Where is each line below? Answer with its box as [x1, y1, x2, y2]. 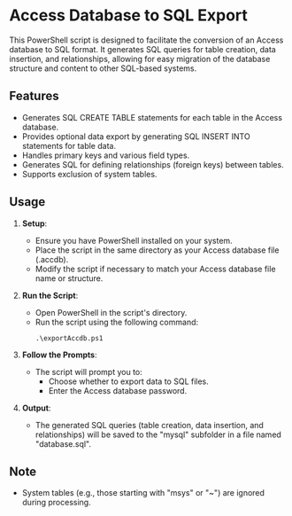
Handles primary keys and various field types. [21, 150, 190, 160]
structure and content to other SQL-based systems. [9, 63, 197, 74]
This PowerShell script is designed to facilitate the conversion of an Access [9, 35, 284, 45]
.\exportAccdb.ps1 [35, 333, 104, 342]
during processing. [21, 497, 91, 508]
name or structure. [35, 272, 104, 284]
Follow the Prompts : [21, 349, 97, 360]
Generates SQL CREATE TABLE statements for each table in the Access [21, 112, 283, 122]
